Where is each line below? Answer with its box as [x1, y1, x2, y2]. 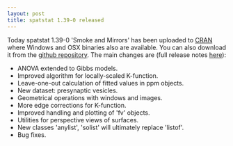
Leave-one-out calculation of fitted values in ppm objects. [17, 79, 184, 87]
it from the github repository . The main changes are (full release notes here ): [7, 50, 227, 59]
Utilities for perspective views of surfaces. [17, 115, 139, 124]
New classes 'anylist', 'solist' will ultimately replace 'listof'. [17, 123, 184, 131]
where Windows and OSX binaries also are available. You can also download [7, 43, 227, 51]
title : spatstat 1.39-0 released [7, 17, 104, 24]
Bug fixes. [17, 130, 47, 139]
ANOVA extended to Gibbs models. [17, 64, 118, 72]
